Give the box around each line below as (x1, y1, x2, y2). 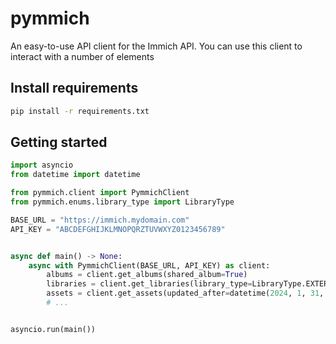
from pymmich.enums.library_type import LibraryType (10, 197, 235, 207)
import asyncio (10, 160, 74, 171)
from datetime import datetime (10, 170, 141, 180)
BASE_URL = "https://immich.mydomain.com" (10, 215, 190, 225)
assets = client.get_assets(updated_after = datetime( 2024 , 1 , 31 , (46, 288, 325, 299)
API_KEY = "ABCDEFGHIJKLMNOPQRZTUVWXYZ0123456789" (10, 224, 226, 234)
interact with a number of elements (10, 50, 155, 62)
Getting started (10, 134, 108, 151)
